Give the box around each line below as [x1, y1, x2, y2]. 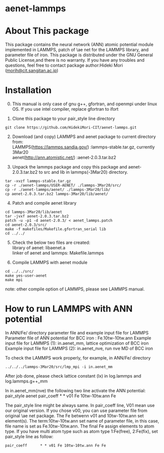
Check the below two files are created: [12, 239, 91, 245]
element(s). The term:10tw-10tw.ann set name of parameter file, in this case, [5, 418, 159, 424]
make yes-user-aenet [5, 273, 47, 278]
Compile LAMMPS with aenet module [12, 260, 88, 265]
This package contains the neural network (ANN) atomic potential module [5, 42, 154, 48]
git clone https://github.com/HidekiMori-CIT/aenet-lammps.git [5, 125, 137, 130]
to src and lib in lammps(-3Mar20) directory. [39, 169, 128, 175]
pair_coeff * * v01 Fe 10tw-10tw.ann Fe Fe [5, 443, 106, 448]
